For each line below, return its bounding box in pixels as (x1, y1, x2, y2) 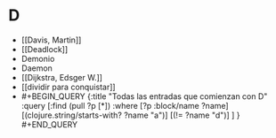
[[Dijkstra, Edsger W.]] (20, 72, 103, 82)
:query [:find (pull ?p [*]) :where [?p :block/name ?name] (20, 100, 229, 111)
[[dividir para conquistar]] (20, 81, 117, 92)
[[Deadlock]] (20, 43, 69, 54)
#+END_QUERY (20, 119, 77, 129)
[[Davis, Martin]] (20, 34, 82, 45)
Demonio (20, 53, 55, 64)
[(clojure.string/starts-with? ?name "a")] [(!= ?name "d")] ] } (20, 110, 241, 120)
